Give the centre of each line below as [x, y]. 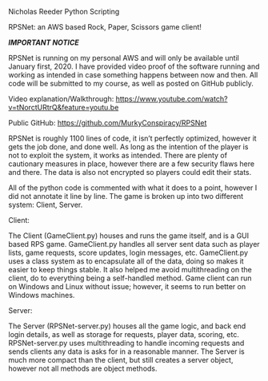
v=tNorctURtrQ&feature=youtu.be [64, 107]
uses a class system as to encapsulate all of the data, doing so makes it [126, 261]
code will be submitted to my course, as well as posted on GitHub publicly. [131, 83]
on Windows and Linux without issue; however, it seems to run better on [127, 286]
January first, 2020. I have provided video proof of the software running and [134, 66]
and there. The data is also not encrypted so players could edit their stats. [130, 172]
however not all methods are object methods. [83, 368]
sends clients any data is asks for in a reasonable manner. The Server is [127, 351]
